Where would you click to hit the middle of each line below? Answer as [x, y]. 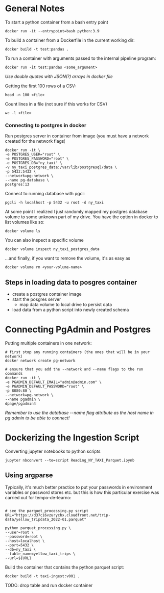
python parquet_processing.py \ [38, 528]
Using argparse [29, 476]
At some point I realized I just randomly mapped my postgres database [76, 212]
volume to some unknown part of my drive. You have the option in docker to [82, 217]
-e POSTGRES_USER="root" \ [33, 155]
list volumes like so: [25, 222]
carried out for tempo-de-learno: [38, 497]
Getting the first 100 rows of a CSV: [41, 86]
